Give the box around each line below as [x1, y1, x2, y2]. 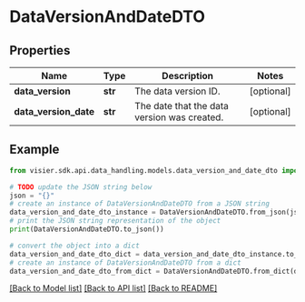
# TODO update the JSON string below [9, 182, 152, 192]
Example [9, 142, 60, 157]
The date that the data [134, 100, 230, 112]
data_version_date [14, 106, 95, 117]
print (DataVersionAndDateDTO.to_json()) [9, 225, 165, 234]
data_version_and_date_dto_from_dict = [9, 267, 161, 276]
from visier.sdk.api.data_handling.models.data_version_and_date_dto [9, 166, 279, 175]
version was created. [134, 111, 224, 124]
